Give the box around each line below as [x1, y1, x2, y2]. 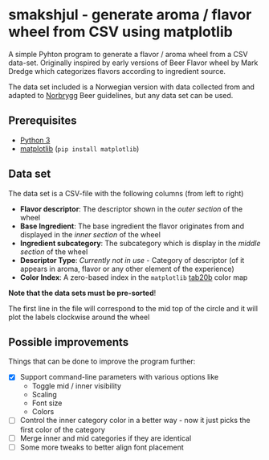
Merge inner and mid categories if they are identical [19, 433, 192, 443]
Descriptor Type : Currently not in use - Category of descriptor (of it [19, 255, 245, 265]
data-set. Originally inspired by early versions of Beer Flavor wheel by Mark [8, 58, 259, 68]
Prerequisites [8, 114, 77, 128]
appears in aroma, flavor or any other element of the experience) [19, 264, 234, 273]
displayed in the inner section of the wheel [19, 229, 161, 239]
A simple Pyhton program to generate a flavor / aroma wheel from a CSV [8, 49, 248, 59]
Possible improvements [8, 335, 129, 349]
